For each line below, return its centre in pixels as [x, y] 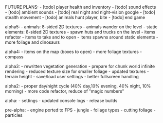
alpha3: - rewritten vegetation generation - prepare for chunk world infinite [80, 66]
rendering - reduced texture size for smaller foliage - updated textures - [77, 71]
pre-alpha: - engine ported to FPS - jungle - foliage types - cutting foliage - [80, 110]
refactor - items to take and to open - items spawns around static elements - [82, 37]
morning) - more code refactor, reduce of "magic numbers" [65, 91]
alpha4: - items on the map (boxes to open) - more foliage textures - [73, 52]
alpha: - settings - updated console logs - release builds [61, 101]
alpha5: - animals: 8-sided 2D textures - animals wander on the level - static [81, 27]
